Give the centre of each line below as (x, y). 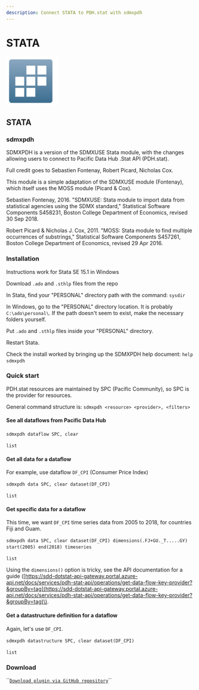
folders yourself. (26, 319)
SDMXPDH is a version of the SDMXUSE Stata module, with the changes (95, 152)
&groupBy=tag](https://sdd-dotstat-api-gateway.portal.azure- (82, 589)
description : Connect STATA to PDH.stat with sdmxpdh (74, 13)
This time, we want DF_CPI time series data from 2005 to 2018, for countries (99, 523)
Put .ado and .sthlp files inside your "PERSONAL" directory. (80, 331)
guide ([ (16, 576)
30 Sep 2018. (22, 219)
